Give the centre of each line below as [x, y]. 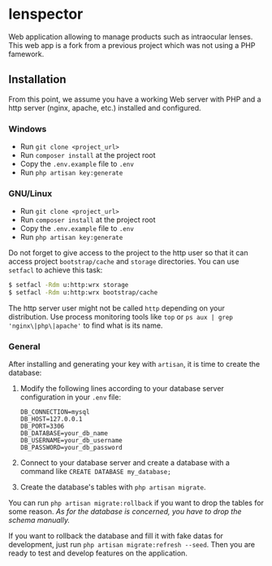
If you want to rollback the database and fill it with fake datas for [116, 536]
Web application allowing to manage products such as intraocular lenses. [131, 37]
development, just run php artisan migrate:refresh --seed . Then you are [132, 545]
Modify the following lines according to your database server [122, 389]
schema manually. [39, 520]
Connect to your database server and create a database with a [125, 463]
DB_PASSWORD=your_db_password [71, 448]
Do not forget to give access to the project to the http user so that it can [128, 253]
